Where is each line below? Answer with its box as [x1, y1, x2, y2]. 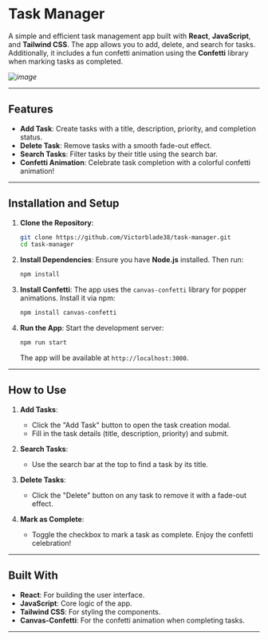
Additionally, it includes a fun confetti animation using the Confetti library [8, 48, 249, 57]
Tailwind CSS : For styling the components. [19, 607, 161, 616]
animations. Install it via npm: [19, 293, 116, 303]
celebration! [31, 538, 72, 548]
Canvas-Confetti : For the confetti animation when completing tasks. [19, 615, 245, 625]
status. [19, 132, 42, 142]
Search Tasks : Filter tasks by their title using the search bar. [19, 149, 218, 159]
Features [8, 103, 53, 116]
